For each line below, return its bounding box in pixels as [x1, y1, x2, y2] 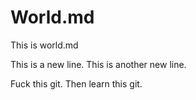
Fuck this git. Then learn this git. [10, 77, 143, 90]
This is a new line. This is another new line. [10, 58, 187, 70]
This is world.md [10, 39, 79, 51]
